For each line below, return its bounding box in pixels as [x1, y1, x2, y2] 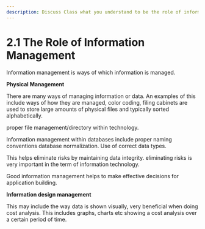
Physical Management [6, 80, 65, 88]
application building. [6, 179, 57, 186]
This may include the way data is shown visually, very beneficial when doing [6, 203, 198, 210]
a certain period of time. [6, 216, 67, 223]
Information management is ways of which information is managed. [6, 69, 176, 76]
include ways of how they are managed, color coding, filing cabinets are [6, 99, 188, 106]
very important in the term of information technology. [6, 160, 140, 168]
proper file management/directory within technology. [6, 124, 139, 131]
